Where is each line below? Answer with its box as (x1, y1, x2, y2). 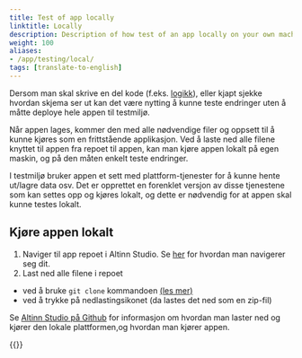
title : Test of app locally (9, 13, 115, 22)
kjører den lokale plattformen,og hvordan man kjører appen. (9, 321, 231, 332)
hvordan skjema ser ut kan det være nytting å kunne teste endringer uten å (9, 97, 287, 108)
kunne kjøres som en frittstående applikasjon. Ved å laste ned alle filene (9, 134, 276, 144)
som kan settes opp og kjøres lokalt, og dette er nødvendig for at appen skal (9, 189, 292, 200)
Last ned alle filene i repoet (22, 267, 123, 278)
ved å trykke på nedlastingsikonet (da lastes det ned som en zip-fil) (22, 294, 272, 305)
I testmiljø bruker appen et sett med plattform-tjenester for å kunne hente (9, 170, 280, 180)
